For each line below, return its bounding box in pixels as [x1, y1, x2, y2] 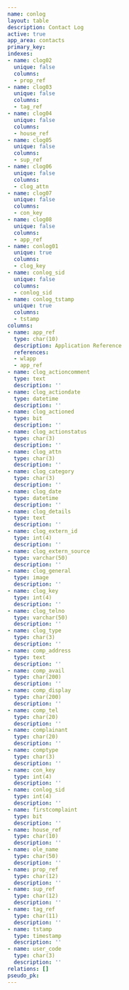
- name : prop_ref [7, 866, 59, 873]
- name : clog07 [7, 190, 52, 197]
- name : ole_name [7, 846, 59, 853]
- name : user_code [7, 946, 62, 953]
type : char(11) [13, 912, 59, 919]
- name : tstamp [7, 925, 52, 933]
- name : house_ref [7, 826, 62, 833]
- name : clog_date [7, 488, 62, 495]
